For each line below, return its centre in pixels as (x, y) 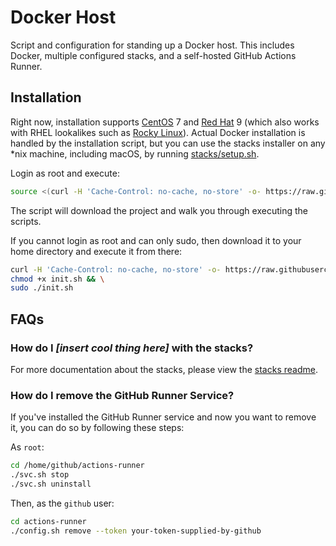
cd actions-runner (48, 521)
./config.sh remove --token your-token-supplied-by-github (136, 531)
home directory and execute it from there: (96, 251)
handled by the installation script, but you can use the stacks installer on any (168, 143)
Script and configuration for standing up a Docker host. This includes (152, 45)
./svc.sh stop (40, 475)
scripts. (26, 221)
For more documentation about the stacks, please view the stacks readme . (164, 369)
